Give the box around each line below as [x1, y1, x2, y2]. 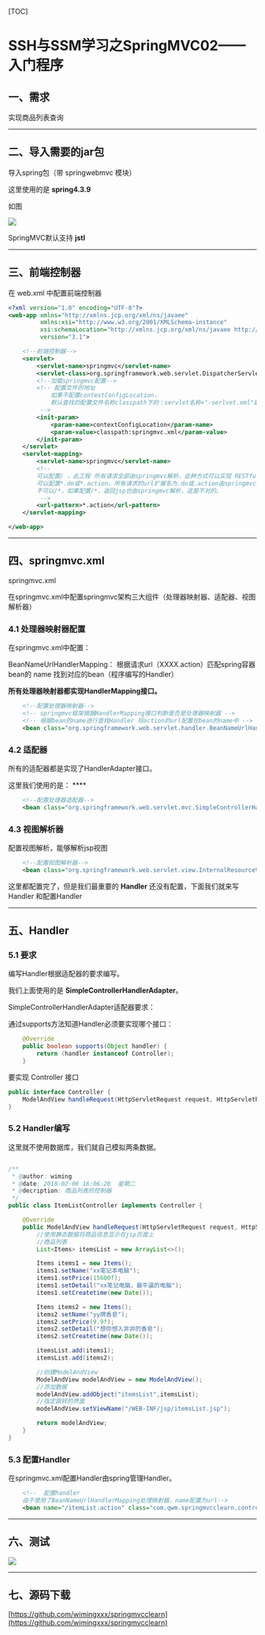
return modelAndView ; [36, 1420, 108, 1427]
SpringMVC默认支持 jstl [8, 233, 85, 242]
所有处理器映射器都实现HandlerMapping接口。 [8, 687, 162, 696]
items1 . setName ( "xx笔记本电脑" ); [36, 1266, 140, 1275]
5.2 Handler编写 [8, 1123, 71, 1134]
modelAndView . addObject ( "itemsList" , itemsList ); [36, 1390, 200, 1398]
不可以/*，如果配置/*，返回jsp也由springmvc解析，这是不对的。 [36, 487, 222, 495]
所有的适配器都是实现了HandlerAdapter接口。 [8, 763, 156, 773]
